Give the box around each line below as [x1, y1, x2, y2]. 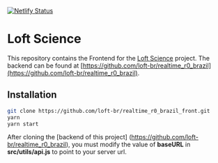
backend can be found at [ [7, 61, 84, 70]
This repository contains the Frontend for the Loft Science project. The [7, 54, 210, 62]
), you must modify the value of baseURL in [65, 140, 191, 149]
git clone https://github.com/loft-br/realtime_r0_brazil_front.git [7, 107, 210, 114]
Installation [7, 89, 57, 101]
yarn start [7, 121, 39, 127]
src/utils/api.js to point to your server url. [7, 148, 127, 156]
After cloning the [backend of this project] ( [7, 133, 132, 141]
